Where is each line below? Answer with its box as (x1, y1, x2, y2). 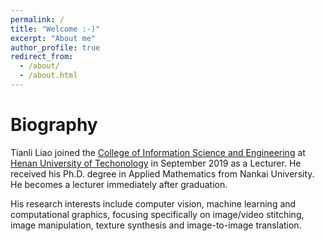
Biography (10, 114, 98, 136)
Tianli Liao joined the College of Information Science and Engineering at (10, 146, 306, 158)
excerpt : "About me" (10, 33, 97, 43)
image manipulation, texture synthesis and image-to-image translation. (10, 219, 302, 231)
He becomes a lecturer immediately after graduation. (10, 178, 228, 190)
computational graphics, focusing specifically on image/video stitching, (10, 208, 305, 220)
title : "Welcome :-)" (10, 24, 101, 34)
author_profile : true (10, 42, 101, 53)
